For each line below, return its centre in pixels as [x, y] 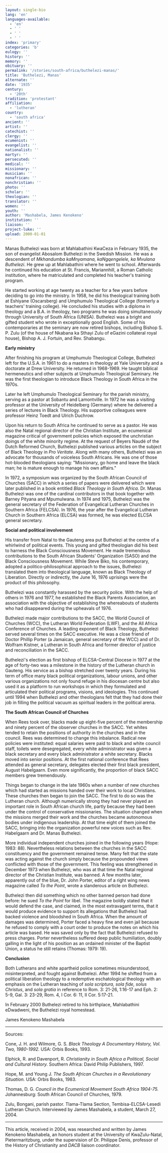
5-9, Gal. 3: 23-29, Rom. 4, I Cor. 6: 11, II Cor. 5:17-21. [59, 995]
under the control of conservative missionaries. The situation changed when [84, 811]
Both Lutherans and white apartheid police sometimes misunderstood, [77, 968]
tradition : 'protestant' [31, 98]
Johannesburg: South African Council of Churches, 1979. [64, 1094]
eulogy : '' [16, 52]
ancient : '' [17, 122]
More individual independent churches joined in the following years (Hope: [82, 843]
